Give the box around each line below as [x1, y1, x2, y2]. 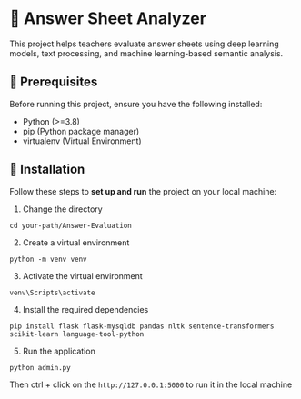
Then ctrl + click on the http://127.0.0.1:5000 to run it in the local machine [9, 379, 293, 390]
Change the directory [22, 204, 103, 214]
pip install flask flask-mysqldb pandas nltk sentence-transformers [9, 322, 275, 331]
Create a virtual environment [22, 236, 130, 248]
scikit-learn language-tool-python [9, 329, 145, 339]
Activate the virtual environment [22, 270, 143, 281]
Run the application [22, 345, 95, 356]
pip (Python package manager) [22, 125, 140, 136]
